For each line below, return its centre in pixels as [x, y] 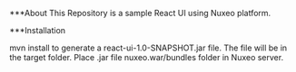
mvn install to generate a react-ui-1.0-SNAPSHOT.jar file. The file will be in [148, 48]
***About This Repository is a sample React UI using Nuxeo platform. [140, 13]
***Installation [38, 30]
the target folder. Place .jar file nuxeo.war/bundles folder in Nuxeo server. [147, 57]
